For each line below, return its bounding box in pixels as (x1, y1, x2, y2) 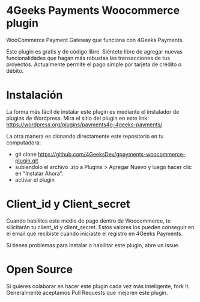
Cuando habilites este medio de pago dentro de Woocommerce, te (6, 217, 171, 224)
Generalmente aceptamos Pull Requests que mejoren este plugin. (6, 289, 168, 296)
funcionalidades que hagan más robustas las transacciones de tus (6, 54, 170, 61)
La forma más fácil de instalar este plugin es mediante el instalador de (6, 108, 180, 115)
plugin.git (14, 157, 38, 164)
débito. (6, 67, 24, 74)
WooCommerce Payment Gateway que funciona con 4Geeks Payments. (6, 36, 184, 43)
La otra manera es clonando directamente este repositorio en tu (6, 132, 164, 140)
